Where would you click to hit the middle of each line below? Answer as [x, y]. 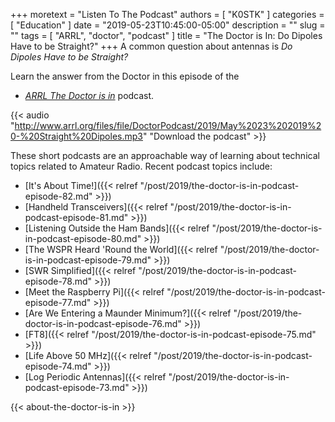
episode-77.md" [58, 302]
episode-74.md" [58, 366]
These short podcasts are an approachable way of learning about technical [165, 155]
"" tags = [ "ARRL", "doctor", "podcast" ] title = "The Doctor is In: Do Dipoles [166, 35]
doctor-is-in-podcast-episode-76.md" [103, 323]
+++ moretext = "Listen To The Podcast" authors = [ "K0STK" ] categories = [167, 14]
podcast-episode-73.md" [77, 387]
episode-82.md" [58, 196]
